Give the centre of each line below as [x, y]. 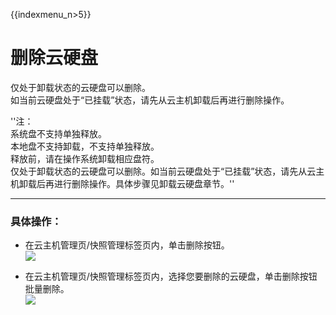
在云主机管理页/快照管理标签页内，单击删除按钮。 [127, 245]
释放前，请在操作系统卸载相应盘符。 [85, 158]
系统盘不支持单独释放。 [58, 133]
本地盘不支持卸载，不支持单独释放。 [85, 146]
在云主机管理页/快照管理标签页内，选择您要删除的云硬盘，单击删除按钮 [171, 276]
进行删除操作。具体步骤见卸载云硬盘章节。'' [144, 183]
